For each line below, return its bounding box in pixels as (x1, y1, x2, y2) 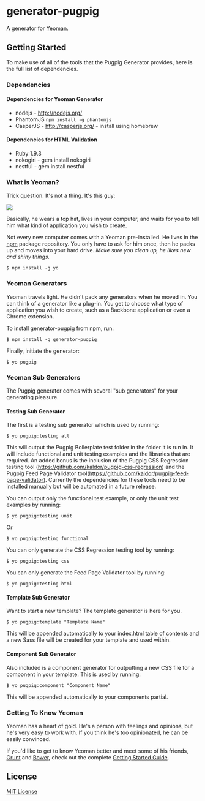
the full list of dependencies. (6, 65, 78, 72)
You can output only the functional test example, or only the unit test (6, 495, 179, 502)
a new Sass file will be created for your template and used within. (6, 636, 171, 644)
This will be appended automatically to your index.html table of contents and (6, 630, 199, 637)
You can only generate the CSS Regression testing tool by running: (6, 546, 174, 554)
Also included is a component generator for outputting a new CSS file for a (6, 664, 195, 671)
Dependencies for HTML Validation (6, 136, 98, 143)
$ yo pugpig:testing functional (6, 536, 89, 542)
